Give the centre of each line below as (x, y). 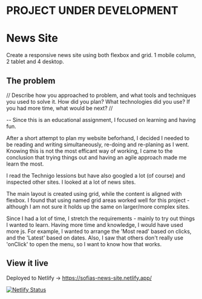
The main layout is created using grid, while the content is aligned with (94, 193)
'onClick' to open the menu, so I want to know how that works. (84, 244)
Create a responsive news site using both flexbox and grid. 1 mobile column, (101, 55)
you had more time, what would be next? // (60, 108)
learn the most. (25, 164)
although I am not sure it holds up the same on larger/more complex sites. (98, 206)
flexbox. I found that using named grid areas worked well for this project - (98, 200)
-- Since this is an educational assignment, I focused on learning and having (101, 119)
